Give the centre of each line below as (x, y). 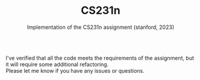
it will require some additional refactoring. (57, 64)
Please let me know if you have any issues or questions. (75, 70)
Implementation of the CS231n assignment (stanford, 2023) (101, 27)
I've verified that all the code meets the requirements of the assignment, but (100, 58)
